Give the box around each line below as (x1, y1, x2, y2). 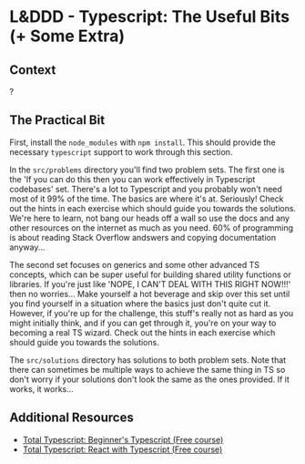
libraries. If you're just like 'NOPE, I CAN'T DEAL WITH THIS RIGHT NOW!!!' (9, 278, 291, 289)
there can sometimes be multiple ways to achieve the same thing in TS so (9, 364, 286, 375)
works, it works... (9, 383, 75, 394)
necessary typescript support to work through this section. (9, 146, 233, 157)
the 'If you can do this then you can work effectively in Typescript (9, 173, 256, 184)
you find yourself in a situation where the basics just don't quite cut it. (9, 298, 271, 309)
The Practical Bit (9, 112, 106, 129)
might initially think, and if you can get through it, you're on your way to (9, 317, 277, 328)
